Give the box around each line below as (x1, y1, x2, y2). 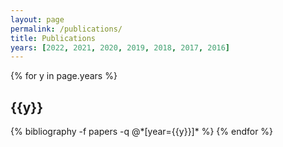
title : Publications (10, 33, 97, 43)
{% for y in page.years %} (10, 70, 118, 82)
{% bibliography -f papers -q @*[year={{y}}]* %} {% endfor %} (10, 126, 274, 138)
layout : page (10, 14, 65, 25)
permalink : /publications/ (10, 24, 123, 34)
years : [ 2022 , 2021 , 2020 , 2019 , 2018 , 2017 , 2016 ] (10, 42, 231, 53)
